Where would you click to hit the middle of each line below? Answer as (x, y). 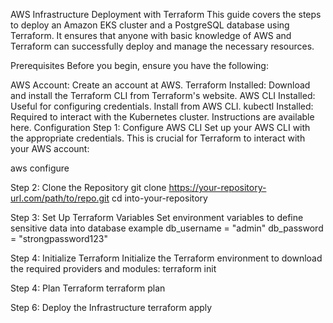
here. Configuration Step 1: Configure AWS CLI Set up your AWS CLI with (160, 127)
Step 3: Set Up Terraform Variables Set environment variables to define (157, 217)
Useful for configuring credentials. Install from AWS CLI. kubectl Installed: (162, 106)
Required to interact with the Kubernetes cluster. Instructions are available (162, 117)
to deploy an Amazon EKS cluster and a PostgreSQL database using (150, 25)
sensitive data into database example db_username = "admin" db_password (167, 228)
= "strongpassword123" (59, 238)
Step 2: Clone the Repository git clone (88, 187)
